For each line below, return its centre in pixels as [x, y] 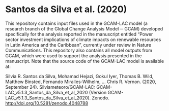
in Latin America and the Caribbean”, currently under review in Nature [78, 45]
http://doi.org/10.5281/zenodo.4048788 [47, 103]
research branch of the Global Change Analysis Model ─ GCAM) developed [84, 28]
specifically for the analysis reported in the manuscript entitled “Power [79, 34]
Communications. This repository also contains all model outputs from [79, 50]
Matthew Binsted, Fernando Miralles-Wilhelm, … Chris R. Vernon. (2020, [81, 82]
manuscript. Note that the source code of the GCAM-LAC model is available [85, 61]
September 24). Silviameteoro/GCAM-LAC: [50, 87]
